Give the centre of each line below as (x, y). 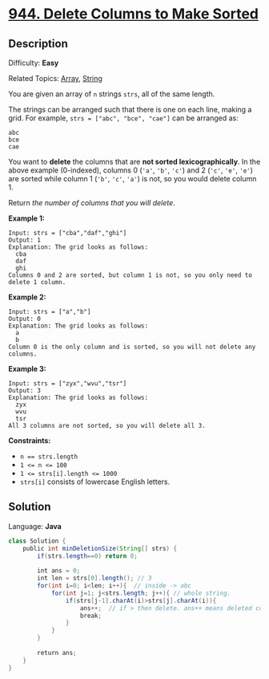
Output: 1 (25, 240)
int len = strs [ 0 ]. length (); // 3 (94, 579)
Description (38, 44)
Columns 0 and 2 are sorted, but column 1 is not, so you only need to (130, 275)
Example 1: (27, 218)
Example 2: (27, 297)
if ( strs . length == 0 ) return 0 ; (87, 556)
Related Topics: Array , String (55, 78)
